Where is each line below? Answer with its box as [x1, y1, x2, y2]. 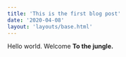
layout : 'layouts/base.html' [7, 23, 93, 30]
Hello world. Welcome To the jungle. [7, 42, 114, 51]
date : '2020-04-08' [7, 17, 65, 24]
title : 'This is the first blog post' [7, 10, 121, 17]
